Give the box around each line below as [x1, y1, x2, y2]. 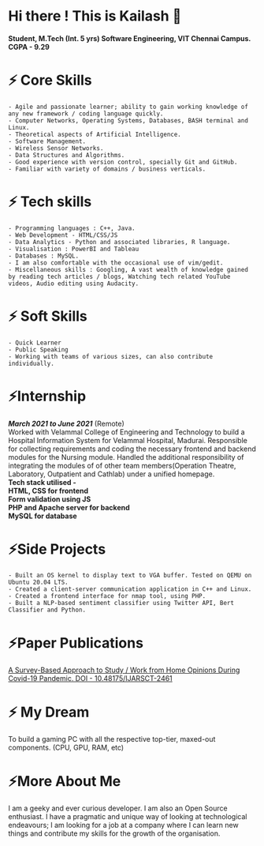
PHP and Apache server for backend [8, 502, 130, 512]
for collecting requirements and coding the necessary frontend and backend [8, 444, 256, 453]
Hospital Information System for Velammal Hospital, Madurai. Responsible [8, 435, 248, 445]
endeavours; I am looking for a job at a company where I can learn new [8, 821, 239, 830]
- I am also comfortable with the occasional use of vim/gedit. [8, 258, 224, 267]
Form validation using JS [8, 494, 91, 504]
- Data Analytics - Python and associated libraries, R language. [8, 238, 231, 246]
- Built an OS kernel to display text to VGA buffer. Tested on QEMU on [8, 572, 252, 580]
